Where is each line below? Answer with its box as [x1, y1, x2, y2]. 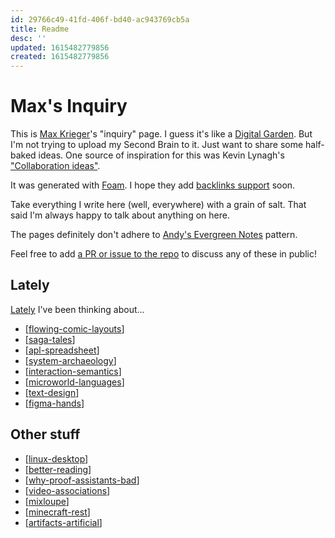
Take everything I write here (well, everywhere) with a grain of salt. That [10, 199, 307, 211]
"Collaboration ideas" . [10, 160, 101, 172]
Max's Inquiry [10, 95, 128, 118]
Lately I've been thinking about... [10, 303, 145, 315]
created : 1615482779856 [10, 52, 110, 62]
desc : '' [10, 33, 47, 43]
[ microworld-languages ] [24, 376, 125, 388]
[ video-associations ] [24, 484, 111, 496]
